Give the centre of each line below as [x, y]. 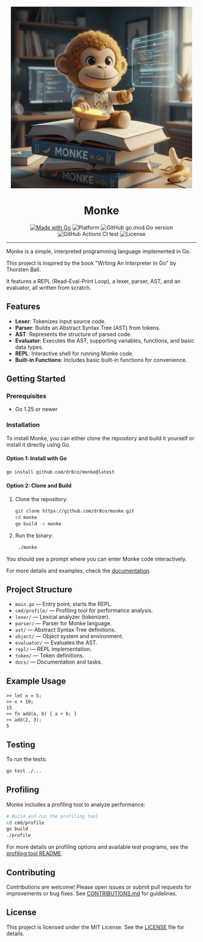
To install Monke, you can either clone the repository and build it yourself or [100, 438]
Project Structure [39, 589]
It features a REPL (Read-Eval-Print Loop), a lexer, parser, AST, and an [94, 281]
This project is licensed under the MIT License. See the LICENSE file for [95, 927]
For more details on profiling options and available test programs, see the [97, 847]
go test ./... [24, 771]
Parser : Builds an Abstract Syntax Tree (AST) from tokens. [88, 328]
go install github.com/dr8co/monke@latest [60, 472]
